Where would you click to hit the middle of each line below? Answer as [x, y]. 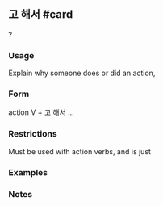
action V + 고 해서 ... [41, 112]
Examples [28, 172]
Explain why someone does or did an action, [82, 73]
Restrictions [33, 134]
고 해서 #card [41, 15]
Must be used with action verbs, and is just [80, 151]
